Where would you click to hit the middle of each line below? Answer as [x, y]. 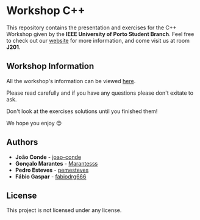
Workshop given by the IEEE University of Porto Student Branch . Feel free [100, 34]
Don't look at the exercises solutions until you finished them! [82, 111]
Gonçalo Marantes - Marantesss [56, 163]
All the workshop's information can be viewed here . [71, 81]
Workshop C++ [46, 11]
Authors [22, 142]
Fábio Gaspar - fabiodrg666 [51, 176]
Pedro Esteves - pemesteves [52, 170]
